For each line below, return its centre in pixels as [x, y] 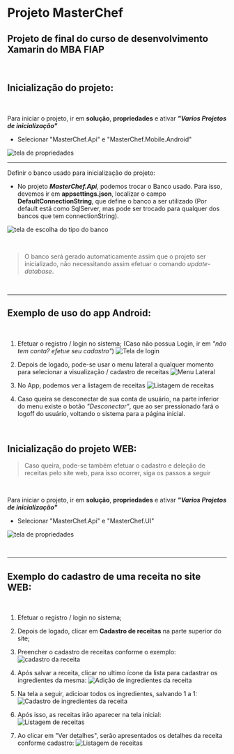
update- [199, 263]
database [38, 271]
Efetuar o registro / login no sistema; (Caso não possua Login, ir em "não [122, 344]
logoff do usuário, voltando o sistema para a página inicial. [101, 413]
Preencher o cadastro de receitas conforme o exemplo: [96, 652]
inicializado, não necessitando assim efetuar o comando [105, 263]
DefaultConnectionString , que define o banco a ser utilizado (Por [112, 201]
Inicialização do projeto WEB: [72, 449]
